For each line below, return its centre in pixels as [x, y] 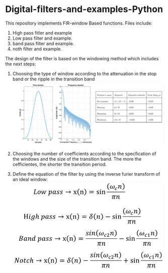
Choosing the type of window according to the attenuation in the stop [85, 73]
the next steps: [21, 64]
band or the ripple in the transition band [54, 79]
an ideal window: [30, 179]
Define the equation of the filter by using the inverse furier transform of [86, 174]
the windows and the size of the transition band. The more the [77, 159]
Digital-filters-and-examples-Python [84, 9]
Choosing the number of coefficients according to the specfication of [84, 154]
